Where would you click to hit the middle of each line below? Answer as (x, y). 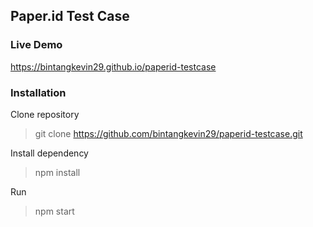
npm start (54, 211)
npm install (57, 172)
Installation (38, 92)
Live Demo (36, 45)
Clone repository (45, 114)
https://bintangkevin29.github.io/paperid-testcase (113, 66)
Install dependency (49, 153)
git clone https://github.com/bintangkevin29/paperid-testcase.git (168, 133)
